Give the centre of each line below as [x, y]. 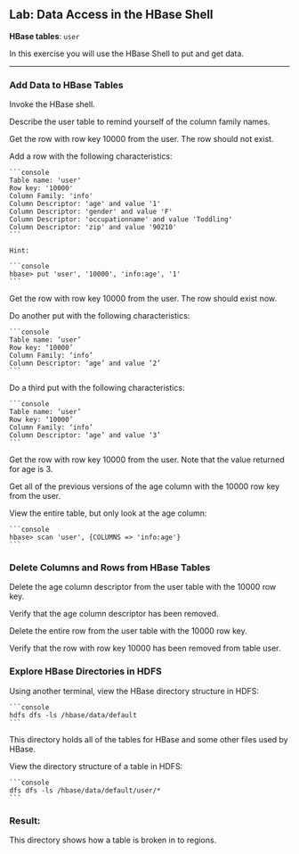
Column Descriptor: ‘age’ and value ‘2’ [85, 364]
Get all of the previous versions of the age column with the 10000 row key [145, 486]
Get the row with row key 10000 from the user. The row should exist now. [143, 299]
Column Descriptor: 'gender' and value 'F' [91, 212]
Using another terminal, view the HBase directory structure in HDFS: [134, 691]
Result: [25, 820]
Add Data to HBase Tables [67, 85]
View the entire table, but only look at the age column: [108, 513]
